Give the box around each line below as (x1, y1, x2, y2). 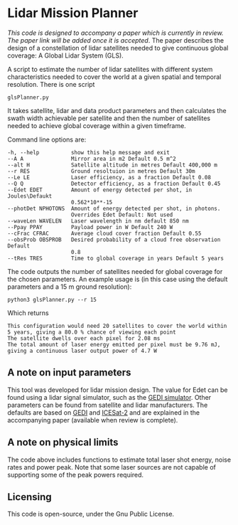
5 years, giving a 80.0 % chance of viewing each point (7, 329, 176, 336)
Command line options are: (7, 135, 87, 144)
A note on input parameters (7, 366, 131, 378)
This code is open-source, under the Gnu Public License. (7, 510, 175, 519)
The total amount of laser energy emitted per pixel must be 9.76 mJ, (7, 341, 221, 348)
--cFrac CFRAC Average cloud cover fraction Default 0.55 (7, 230, 202, 237)
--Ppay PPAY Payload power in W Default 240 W (7, 223, 173, 230)
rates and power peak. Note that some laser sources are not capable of (7, 462, 217, 471)
